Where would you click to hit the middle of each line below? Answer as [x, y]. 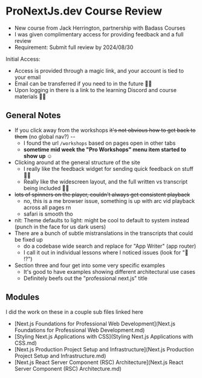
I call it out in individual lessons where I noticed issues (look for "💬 [106, 252]
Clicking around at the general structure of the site [77, 162]
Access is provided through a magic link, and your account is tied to [99, 70]
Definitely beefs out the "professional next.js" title [85, 278]
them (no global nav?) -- [45, 136]
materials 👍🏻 [30, 96]
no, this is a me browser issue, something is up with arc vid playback [109, 201]
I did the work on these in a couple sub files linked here [74, 312]
